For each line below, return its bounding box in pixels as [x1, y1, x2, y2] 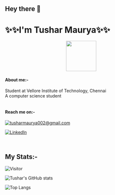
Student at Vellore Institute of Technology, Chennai [5, 88, 106, 94]
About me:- [5, 77, 29, 82]
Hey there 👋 [5, 5, 41, 13]
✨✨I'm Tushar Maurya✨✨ [5, 24, 110, 35]
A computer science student [5, 93, 62, 98]
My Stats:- [5, 153, 38, 161]
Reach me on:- [5, 109, 35, 115]
